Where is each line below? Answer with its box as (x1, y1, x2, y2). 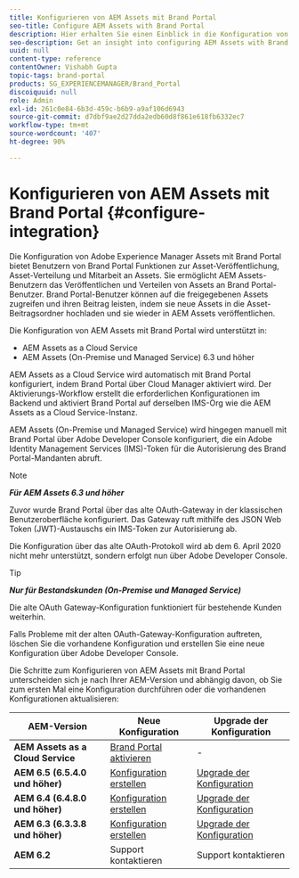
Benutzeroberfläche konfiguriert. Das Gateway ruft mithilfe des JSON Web (9, 513, 282, 524)
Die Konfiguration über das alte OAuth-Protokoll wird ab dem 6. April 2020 (9, 540, 282, 551)
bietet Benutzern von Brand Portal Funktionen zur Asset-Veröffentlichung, (9, 260, 280, 271)
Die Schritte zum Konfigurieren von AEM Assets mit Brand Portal (9, 665, 246, 676)
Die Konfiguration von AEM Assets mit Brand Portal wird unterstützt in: (9, 324, 267, 335)
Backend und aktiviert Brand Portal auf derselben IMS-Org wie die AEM (9, 398, 271, 408)
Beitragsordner (9, 308, 65, 318)
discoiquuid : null (9, 87, 77, 96)
